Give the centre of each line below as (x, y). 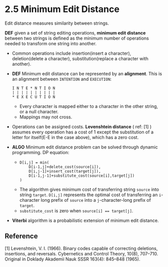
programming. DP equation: (40, 152)
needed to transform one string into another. (51, 43)
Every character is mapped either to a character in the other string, (89, 106)
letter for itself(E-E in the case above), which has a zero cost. (75, 137)
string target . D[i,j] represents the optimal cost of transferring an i (90, 195)
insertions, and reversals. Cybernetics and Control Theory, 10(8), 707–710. (81, 253)
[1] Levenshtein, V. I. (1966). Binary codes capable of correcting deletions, (81, 248)
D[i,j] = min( (34, 162)
